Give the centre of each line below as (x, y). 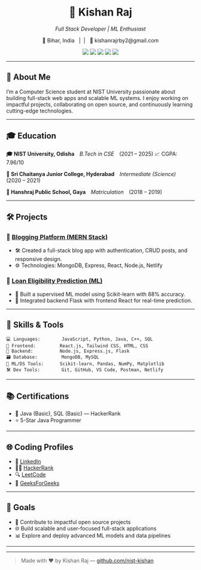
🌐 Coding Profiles (40, 447)
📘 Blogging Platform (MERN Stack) (57, 237)
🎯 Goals (21, 507)
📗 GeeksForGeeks (37, 483)
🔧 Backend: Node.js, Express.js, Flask (68, 351)
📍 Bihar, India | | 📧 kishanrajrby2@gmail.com (100, 40)
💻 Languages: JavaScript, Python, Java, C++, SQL (80, 339)
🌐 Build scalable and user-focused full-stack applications (86, 528)
